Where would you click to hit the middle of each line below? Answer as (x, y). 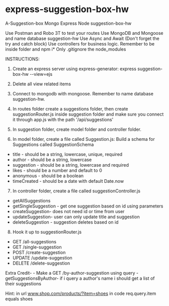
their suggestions (23, 283)
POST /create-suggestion (39, 252)
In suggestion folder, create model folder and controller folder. (77, 129)
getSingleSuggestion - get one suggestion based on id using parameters (88, 206)
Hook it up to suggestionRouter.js (47, 232)
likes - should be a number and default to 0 (57, 170)
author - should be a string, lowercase (52, 160)
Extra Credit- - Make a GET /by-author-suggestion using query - (72, 273)
